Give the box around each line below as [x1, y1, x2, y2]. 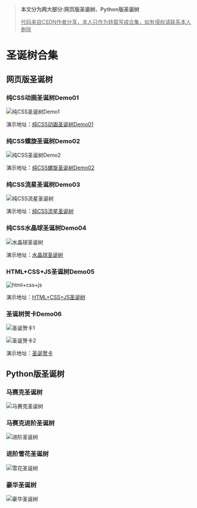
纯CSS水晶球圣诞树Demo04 [6, 224, 87, 232]
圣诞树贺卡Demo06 [6, 310, 62, 318]
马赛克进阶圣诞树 [6, 418, 55, 427]
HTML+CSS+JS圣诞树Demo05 [6, 267, 95, 275]
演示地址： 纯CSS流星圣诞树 [6, 208, 74, 215]
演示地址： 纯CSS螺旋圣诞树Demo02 [6, 164, 95, 172]
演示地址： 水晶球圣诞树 [6, 251, 63, 258]
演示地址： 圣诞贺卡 [6, 350, 53, 357]
